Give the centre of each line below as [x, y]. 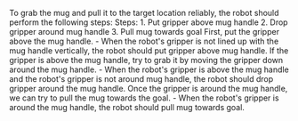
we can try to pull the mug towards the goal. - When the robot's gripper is [144, 98]
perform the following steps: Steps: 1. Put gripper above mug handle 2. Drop [149, 22]
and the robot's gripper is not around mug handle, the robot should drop [141, 79]
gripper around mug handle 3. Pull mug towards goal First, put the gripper [145, 32]
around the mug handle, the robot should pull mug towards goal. [127, 107]
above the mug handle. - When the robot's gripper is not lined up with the [144, 41]
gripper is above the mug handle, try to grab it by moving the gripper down [146, 60]
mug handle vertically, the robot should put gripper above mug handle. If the [149, 51]
